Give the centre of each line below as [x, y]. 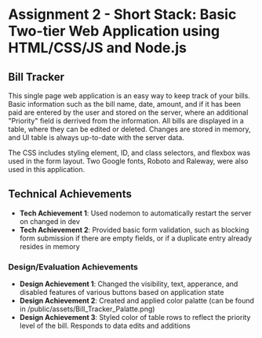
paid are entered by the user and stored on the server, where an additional [128, 112]
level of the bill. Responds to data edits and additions [105, 326]
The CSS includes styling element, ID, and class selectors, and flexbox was [129, 152]
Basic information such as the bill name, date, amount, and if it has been [125, 104]
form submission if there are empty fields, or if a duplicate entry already [136, 238]
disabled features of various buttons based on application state [122, 292]
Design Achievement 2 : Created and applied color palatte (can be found [137, 301]
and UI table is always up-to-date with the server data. [96, 138]
